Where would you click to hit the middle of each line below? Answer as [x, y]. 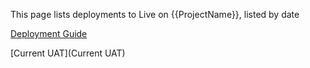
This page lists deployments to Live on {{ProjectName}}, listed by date [155, 14]
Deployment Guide [49, 33]
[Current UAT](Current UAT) [68, 53]
